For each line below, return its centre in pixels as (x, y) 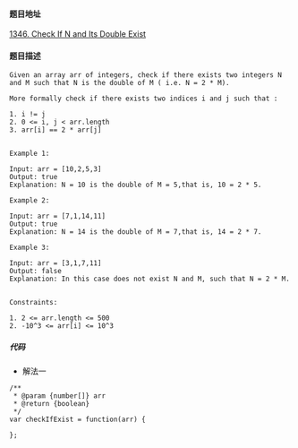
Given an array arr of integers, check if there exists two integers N (145, 75)
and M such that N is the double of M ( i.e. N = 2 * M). (119, 83)
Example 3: (30, 248)
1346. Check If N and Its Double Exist (77, 34)
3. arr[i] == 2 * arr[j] (55, 130)
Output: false (36, 271)
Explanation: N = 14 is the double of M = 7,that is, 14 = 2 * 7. (136, 232)
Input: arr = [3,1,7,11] (55, 263)
